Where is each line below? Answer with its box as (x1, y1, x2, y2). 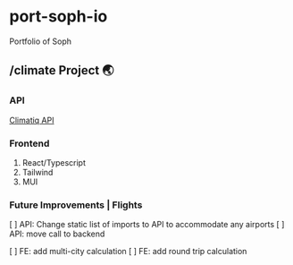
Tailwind (21, 167, 54, 177)
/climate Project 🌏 (9, 63, 114, 78)
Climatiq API (9, 115, 54, 125)
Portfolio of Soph (9, 36, 72, 47)
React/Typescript (21, 157, 87, 167)
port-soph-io (9, 6, 108, 27)
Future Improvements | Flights (9, 199, 143, 211)
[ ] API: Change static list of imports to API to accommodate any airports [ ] (9, 219, 285, 230)
